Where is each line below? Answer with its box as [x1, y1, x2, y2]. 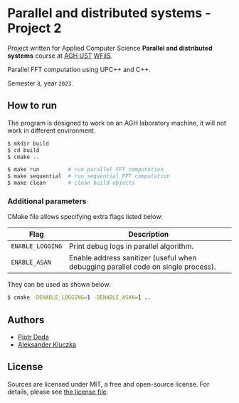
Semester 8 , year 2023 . [7, 78, 73, 87]
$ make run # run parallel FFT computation [7, 166, 164, 173]
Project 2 [7, 20, 62, 36]
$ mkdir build [7, 140, 50, 147]
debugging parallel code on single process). [68, 262, 216, 272]
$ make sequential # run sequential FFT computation [7, 173, 171, 180]
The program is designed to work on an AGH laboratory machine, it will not [7, 118, 226, 127]
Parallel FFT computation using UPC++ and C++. [7, 65, 151, 73]
